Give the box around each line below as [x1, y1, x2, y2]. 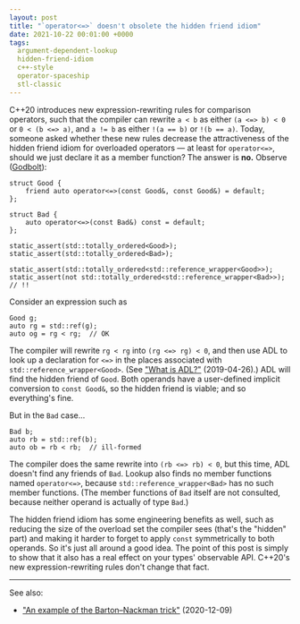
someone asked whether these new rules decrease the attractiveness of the [9, 132, 289, 143]
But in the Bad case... [9, 409, 86, 421]
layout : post [9, 13, 58, 22]
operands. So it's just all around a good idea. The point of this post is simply [9, 543, 288, 553]
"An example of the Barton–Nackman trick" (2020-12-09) [21, 604, 233, 615]
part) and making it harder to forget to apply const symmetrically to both [9, 533, 275, 543]
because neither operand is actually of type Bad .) [9, 496, 189, 507]
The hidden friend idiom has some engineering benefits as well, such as [9, 514, 274, 525]
